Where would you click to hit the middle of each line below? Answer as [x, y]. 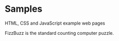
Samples [24, 9]
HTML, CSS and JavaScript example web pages [55, 23]
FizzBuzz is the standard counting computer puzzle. [59, 33]
